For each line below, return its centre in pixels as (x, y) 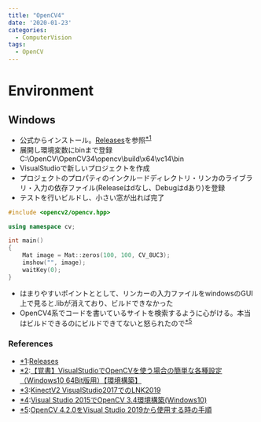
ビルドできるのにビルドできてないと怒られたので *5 (109, 322)
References (31, 344)
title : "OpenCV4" (37, 15)
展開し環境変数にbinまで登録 (66, 149)
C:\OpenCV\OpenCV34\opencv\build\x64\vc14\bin (102, 159)
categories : (28, 30)
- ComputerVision (44, 37)
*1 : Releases (39, 361)
